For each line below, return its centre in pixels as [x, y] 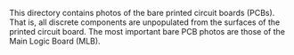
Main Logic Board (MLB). [55, 41]
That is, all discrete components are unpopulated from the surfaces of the [145, 22]
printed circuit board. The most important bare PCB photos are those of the [147, 31]
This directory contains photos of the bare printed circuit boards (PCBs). [142, 13]
